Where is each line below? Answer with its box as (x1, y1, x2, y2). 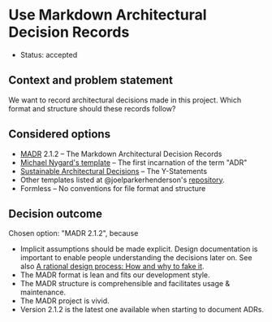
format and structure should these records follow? (8, 103, 176, 113)
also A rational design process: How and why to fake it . (19, 262, 205, 272)
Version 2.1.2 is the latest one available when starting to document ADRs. (19, 305, 265, 315)
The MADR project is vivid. (19, 296, 110, 306)
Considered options (8, 128, 111, 141)
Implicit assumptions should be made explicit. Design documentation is (19, 244, 258, 254)
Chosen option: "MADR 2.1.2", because (8, 228, 139, 238)
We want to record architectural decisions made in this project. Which (8, 95, 242, 105)
